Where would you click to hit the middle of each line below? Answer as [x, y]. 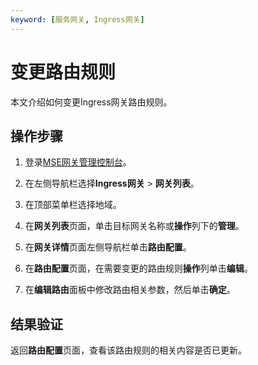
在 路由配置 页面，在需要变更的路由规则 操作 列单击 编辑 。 [138, 268]
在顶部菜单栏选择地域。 [73, 205]
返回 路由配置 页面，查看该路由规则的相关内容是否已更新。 [128, 350]
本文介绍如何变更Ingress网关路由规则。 [91, 102]
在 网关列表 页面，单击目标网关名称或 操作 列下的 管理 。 [134, 226]
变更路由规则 [63, 72]
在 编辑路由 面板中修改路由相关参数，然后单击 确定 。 [130, 290]
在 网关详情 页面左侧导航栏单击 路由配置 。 [108, 247]
